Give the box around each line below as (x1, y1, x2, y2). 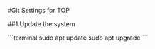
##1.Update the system (7, 20, 75, 28)
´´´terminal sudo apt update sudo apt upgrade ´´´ (7, 33, 149, 42)
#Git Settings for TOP (7, 6, 70, 14)
